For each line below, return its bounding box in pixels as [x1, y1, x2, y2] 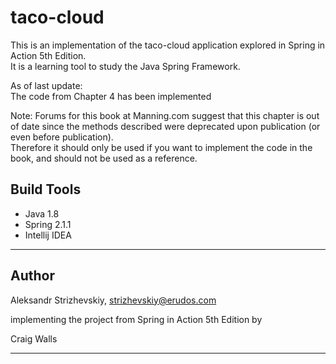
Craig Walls [10, 332, 58, 345]
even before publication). [10, 131, 114, 143]
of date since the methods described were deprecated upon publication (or [10, 120, 321, 132]
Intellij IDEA [24, 229, 72, 241]
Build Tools [10, 181, 82, 198]
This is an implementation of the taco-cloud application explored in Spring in [10, 39, 326, 51]
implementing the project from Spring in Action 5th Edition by [10, 313, 263, 325]
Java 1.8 [24, 207, 60, 220]
